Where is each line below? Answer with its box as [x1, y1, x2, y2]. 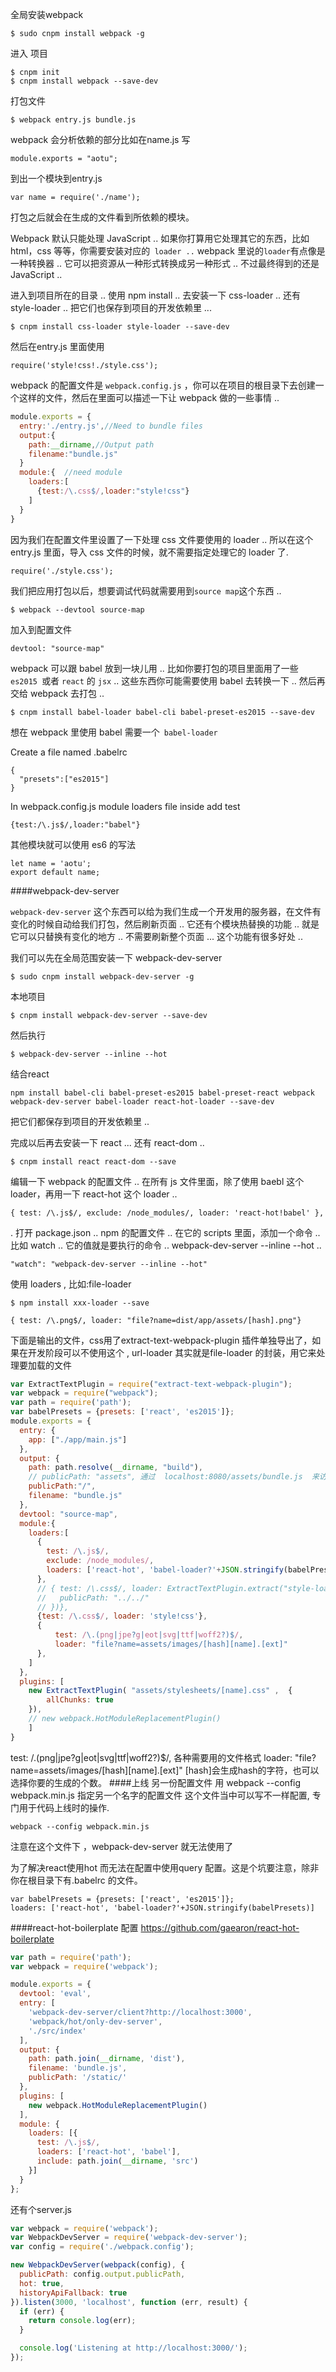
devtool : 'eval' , [19, 1989, 92, 1999]
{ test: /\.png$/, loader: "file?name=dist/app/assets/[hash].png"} [10, 1315, 302, 1325]
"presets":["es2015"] [19, 774, 110, 784]
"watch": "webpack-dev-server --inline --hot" [10, 1259, 208, 1269]
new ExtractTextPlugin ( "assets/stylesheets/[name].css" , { [28, 1686, 293, 1696]
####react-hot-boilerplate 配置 [10, 1921, 139, 1933]
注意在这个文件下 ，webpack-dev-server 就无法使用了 [10, 1840, 234, 1852]
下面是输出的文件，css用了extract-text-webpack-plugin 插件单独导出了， [10, 1334, 313, 1346]
